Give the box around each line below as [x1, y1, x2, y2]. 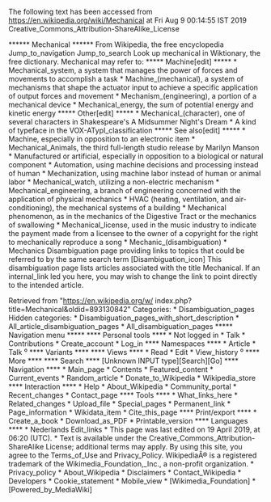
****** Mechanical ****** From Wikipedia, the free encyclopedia [8, 40, 224, 49]
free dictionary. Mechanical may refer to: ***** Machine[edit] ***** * [8, 57, 237, 66]
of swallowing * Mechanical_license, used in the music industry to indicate [8, 220, 257, 230]
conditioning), [8, 203, 55, 213]
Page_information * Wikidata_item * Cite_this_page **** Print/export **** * [8, 407, 257, 417]
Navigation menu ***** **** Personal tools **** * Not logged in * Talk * [8, 331, 246, 340]
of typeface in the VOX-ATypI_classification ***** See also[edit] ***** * [8, 125, 246, 135]
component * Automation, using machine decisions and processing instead [8, 160, 259, 169]
